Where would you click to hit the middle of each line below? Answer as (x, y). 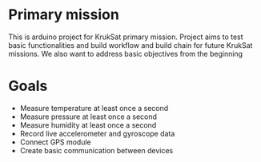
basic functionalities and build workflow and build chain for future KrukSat (130, 45)
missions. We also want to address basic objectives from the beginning (125, 53)
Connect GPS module (56, 142)
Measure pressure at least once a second (88, 117)
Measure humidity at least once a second (88, 124)
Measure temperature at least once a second (94, 108)
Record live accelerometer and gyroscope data (97, 133)
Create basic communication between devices (96, 150)
